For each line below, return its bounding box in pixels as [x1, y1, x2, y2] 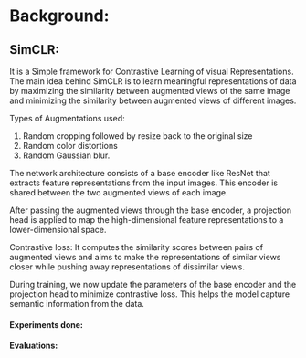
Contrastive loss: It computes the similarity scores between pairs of [9, 242, 263, 252]
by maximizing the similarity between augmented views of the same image [9, 86, 290, 96]
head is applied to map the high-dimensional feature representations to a [9, 215, 284, 225]
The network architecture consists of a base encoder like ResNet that [9, 168, 271, 178]
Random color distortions [22, 141, 119, 151]
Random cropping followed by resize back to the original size [22, 131, 253, 142]
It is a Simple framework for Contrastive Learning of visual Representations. [9, 66, 294, 77]
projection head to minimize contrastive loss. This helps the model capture [9, 289, 290, 300]
